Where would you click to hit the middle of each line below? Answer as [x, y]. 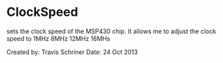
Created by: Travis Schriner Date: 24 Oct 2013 [72, 52]
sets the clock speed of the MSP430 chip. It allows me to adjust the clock [111, 31]
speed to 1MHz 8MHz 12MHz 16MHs [59, 38]
